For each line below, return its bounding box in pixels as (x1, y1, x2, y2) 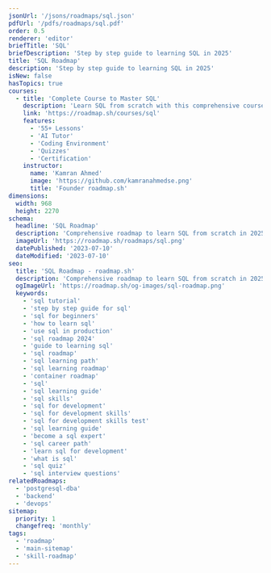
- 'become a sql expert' (23, 432, 106, 440)
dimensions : (8, 191, 48, 200)
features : (23, 117, 56, 125)
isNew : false (8, 72, 52, 80)
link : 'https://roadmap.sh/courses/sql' (23, 110, 161, 118)
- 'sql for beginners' (23, 312, 99, 320)
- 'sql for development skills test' (23, 417, 150, 425)
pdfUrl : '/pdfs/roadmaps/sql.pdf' (8, 19, 125, 27)
